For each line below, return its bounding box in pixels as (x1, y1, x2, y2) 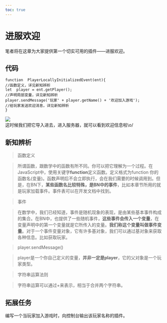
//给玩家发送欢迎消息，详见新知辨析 (5, 103, 69, 108)
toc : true (5, 7, 26, 13)
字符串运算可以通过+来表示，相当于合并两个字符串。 (17, 282, 126, 288)
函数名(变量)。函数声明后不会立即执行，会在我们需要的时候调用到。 (17, 176, 157, 182)
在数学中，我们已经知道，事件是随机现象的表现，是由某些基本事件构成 (17, 209, 162, 215)
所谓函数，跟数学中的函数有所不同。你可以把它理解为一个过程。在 (17, 163, 153, 169)
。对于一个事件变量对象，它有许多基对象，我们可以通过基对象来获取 (21, 228, 162, 234)
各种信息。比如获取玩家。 (17, 234, 70, 240)
